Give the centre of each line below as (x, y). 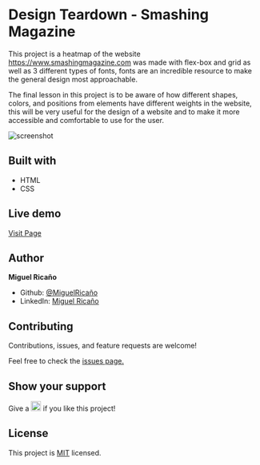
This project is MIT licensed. (55, 452)
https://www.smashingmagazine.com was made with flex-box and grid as (130, 62)
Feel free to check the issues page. (66, 361)
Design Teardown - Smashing (109, 15)
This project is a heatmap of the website (75, 54)
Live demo (35, 214)
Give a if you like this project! (62, 408)
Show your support (57, 386)
